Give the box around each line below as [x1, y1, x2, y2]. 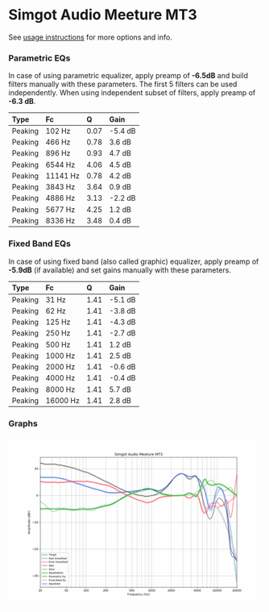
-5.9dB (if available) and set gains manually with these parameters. [8, 264, 232, 275]
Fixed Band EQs [8, 238, 71, 249]
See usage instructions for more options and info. [8, 32, 173, 42]
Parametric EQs [8, 52, 71, 64]
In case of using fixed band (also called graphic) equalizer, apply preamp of [8, 256, 259, 266]
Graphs [8, 418, 38, 429]
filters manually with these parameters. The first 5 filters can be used [8, 79, 238, 90]
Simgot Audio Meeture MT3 [8, 6, 197, 24]
